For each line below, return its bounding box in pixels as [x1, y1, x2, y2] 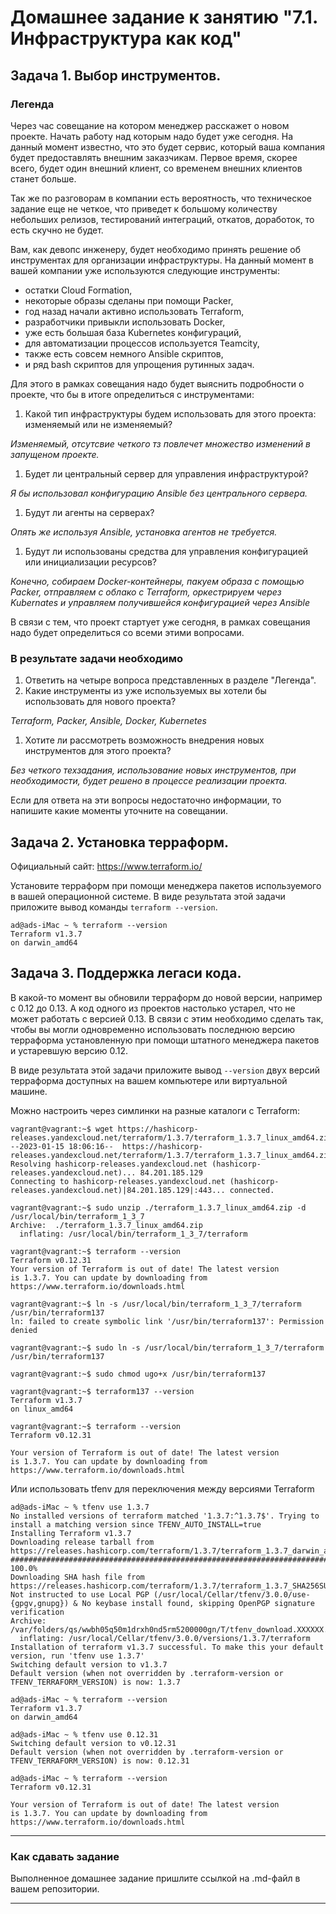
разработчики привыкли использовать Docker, [24, 316, 226, 328]
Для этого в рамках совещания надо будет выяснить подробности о [10, 377, 305, 390]
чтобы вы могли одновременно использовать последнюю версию [10, 1023, 296, 1035]
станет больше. [10, 172, 77, 185]
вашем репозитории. [10, 1883, 100, 1895]
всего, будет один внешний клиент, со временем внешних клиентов [10, 162, 303, 174]
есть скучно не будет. [10, 224, 104, 236]
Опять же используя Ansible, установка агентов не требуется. [10, 526, 278, 538]
